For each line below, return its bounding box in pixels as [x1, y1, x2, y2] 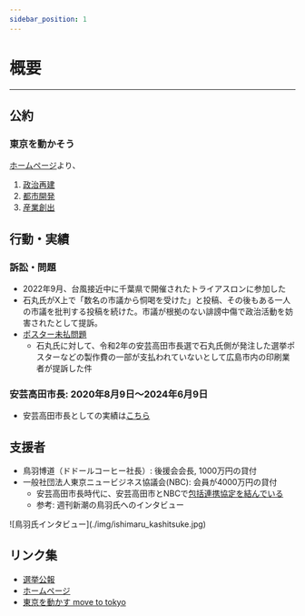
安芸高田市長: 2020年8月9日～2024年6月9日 [9, 388, 209, 400]
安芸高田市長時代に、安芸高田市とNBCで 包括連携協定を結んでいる [35, 488, 284, 500]
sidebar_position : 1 [9, 15, 88, 24]
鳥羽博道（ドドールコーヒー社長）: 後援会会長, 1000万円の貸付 [22, 465, 257, 477]
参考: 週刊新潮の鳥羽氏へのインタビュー [35, 500, 184, 510]
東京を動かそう [9, 137, 75, 150]
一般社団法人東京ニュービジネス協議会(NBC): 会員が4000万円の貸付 [22, 477, 278, 488]
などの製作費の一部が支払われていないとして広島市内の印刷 [60, 351, 283, 362]
